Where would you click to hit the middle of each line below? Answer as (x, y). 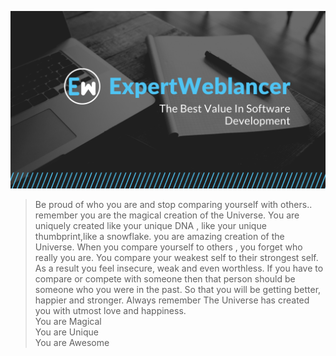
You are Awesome (72, 342)
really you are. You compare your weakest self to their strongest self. (176, 257)
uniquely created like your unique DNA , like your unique (150, 225)
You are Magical (68, 321)
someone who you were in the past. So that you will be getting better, (178, 289)
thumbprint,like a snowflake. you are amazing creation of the (159, 236)
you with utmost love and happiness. (110, 310)
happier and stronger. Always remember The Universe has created (172, 300)
